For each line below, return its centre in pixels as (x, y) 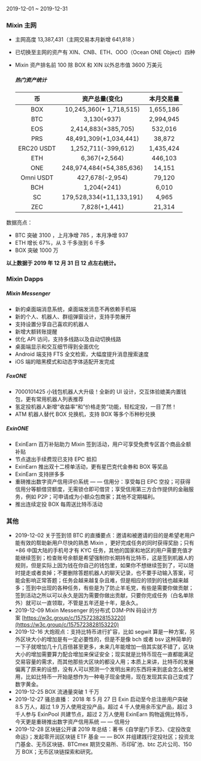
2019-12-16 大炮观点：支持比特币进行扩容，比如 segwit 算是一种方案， (102, 632)
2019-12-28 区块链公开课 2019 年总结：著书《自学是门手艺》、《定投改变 (103, 729)
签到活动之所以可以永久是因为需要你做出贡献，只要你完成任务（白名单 (102, 595)
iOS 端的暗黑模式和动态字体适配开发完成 (65, 362)
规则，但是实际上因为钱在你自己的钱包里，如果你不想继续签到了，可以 (102, 565)
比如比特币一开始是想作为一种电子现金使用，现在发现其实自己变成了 (109, 677)
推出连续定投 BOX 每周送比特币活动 (59, 504)
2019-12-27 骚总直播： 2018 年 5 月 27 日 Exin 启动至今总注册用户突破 (101, 699)
